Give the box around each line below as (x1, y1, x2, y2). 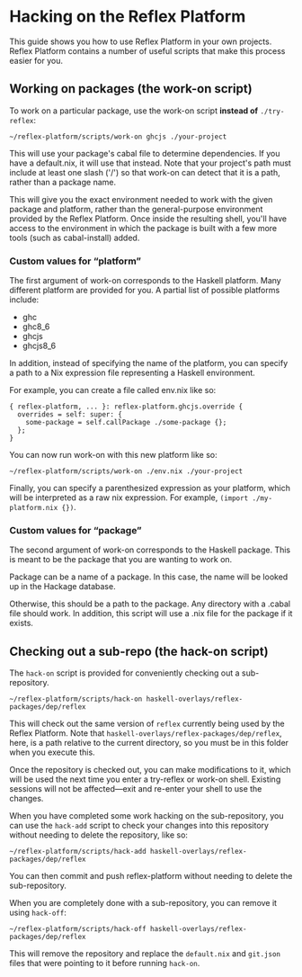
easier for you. (9, 55, 63, 66)
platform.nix (9, 504, 58, 513)
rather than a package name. (9, 176, 117, 187)
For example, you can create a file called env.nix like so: (9, 385, 217, 396)
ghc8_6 (22, 321, 50, 332)
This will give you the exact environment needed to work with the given (9, 193, 273, 204)
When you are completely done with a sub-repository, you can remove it (9, 898, 277, 909)
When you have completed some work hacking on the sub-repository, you (9, 811, 285, 821)
